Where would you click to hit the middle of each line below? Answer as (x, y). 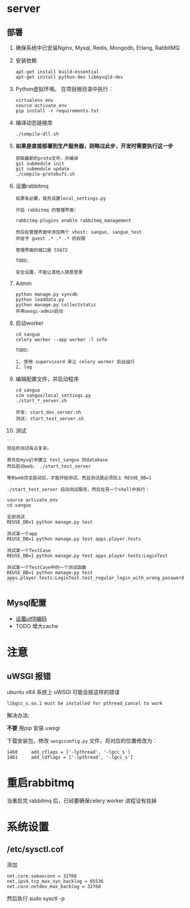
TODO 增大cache (37, 626)
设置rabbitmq (32, 186)
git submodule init (40, 164)
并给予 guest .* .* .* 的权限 (50, 239)
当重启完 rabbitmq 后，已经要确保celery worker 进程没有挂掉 (82, 800)
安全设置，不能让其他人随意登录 (49, 272)
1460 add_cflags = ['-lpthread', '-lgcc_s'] (69, 752)
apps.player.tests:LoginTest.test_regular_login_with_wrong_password (96, 578)
